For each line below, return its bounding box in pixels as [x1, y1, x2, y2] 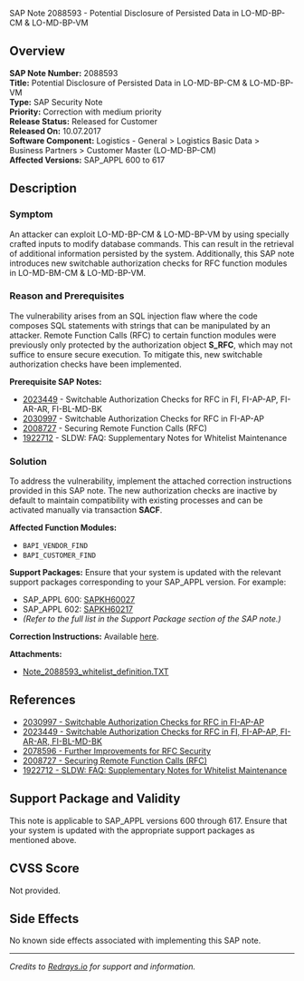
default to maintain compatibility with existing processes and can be [9, 495, 263, 506]
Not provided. [9, 885, 61, 896]
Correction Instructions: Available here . [9, 631, 159, 643]
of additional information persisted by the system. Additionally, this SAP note [9, 248, 295, 259]
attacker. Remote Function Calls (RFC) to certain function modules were [9, 329, 277, 340]
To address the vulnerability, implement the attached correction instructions [9, 476, 292, 486]
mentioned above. [9, 834, 77, 845]
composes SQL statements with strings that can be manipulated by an [9, 319, 271, 330]
